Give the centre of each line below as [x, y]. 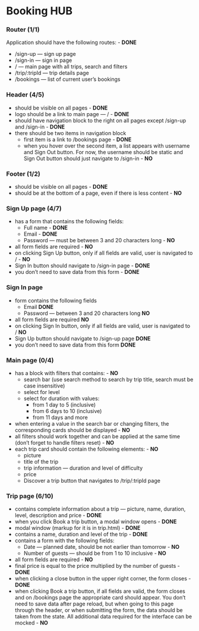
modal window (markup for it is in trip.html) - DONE [78, 528]
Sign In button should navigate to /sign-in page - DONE [82, 265]
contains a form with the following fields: [64, 541]
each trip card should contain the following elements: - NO [86, 449]
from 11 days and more [60, 417]
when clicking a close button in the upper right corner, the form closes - [103, 579]
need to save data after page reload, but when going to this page [94, 604]
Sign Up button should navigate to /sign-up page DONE [83, 338]
